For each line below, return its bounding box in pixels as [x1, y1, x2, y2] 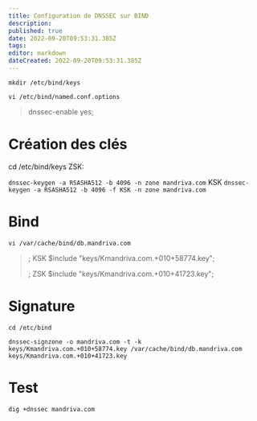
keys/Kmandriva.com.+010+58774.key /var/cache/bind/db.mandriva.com [8, 345, 243, 353]
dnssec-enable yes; [27, 106, 94, 117]
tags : [8, 42, 27, 50]
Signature [8, 297, 75, 315]
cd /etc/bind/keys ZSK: [8, 162, 84, 171]
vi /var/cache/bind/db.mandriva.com [8, 239, 131, 247]
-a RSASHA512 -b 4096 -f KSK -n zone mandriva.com [33, 186, 206, 194]
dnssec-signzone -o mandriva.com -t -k [8, 337, 142, 346]
